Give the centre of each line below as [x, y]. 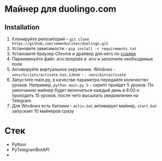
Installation [22, 27]
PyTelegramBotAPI [31, 149]
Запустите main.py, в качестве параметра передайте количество [80, 80]
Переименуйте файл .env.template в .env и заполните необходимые [82, 59]
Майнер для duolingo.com [60, 9]
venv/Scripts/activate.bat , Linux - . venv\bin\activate [69, 74]
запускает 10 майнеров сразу [43, 111]
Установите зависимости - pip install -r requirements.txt [74, 48]
